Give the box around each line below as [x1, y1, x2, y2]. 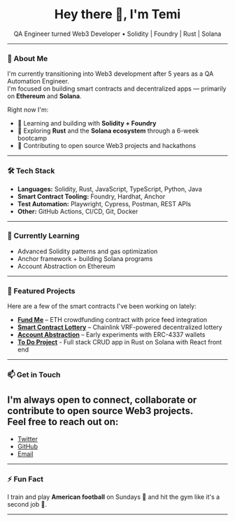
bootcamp [17, 134, 48, 142]
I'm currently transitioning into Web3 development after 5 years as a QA [7, 69, 214, 78]
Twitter [17, 434, 38, 443]
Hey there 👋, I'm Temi [54, 6, 181, 22]
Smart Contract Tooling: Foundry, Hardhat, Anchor [17, 192, 166, 201]
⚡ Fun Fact [7, 474, 44, 483]
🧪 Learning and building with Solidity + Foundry [17, 119, 157, 128]
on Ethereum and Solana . [7, 92, 82, 100]
